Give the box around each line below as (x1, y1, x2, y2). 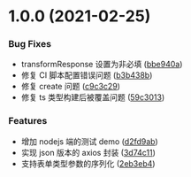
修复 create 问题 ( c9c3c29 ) (20, 81, 121, 92)
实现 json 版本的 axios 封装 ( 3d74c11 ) (20, 147, 157, 158)
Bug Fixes (8, 38, 52, 50)
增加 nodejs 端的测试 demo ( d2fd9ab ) (20, 135, 158, 147)
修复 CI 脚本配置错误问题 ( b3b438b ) (20, 70, 153, 81)
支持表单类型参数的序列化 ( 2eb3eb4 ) (20, 158, 156, 169)
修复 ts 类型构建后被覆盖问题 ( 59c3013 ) (20, 92, 165, 103)
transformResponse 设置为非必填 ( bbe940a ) (20, 59, 183, 70)
